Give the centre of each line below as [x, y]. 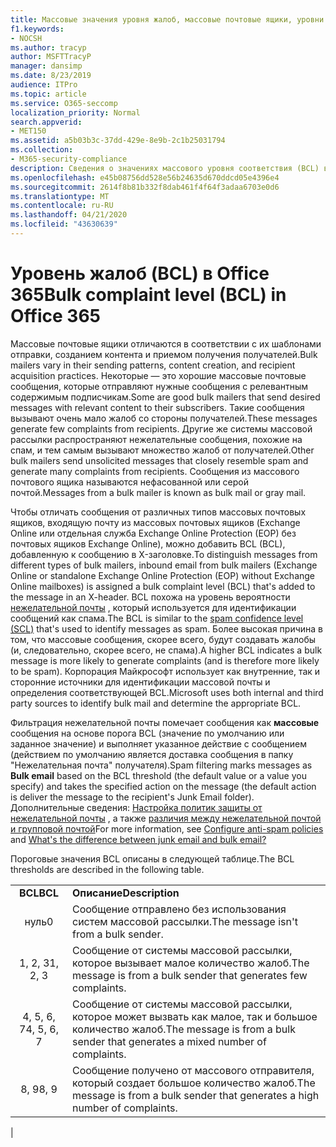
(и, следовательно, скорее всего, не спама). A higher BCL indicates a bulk [166, 650]
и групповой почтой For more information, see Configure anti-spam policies [167, 828]
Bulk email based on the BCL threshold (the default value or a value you [158, 775]
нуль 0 [39, 921]
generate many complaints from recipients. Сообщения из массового [155, 471]
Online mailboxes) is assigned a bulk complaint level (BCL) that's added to [163, 586]
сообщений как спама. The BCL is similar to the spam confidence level [157, 618]
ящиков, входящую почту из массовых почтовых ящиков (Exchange [155, 522]
